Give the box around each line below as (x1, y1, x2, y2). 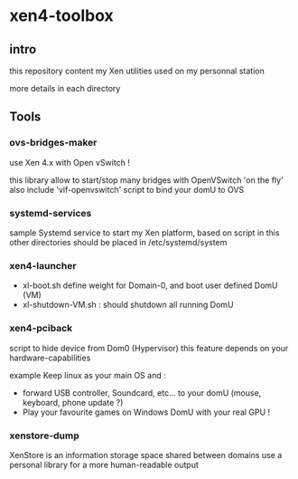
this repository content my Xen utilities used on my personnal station (9, 65, 265, 76)
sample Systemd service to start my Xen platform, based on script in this (9, 227, 280, 238)
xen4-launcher (9, 259, 77, 272)
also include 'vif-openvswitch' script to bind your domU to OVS (9, 184, 245, 195)
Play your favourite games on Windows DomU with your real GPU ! (22, 407, 271, 417)
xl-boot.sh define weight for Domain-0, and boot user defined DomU (22, 280, 278, 291)
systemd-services (9, 206, 92, 219)
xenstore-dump (9, 429, 79, 442)
